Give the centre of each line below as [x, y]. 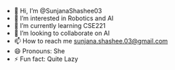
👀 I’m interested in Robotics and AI [64, 18]
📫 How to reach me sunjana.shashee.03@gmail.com [91, 41]
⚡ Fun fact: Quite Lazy [46, 59]
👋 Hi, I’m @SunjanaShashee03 [58, 11]
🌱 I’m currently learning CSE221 [60, 26]
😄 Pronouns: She [39, 51]
